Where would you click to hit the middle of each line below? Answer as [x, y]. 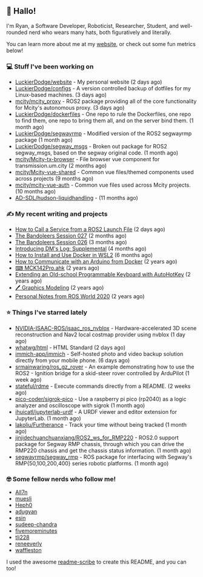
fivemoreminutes [36, 531]
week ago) [28, 379]
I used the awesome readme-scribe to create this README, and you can [96, 562]
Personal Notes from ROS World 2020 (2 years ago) [80, 296]
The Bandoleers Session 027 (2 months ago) [71, 236]
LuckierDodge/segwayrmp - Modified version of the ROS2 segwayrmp [103, 133]
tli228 [22, 537]
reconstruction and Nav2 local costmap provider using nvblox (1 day [100, 335]
